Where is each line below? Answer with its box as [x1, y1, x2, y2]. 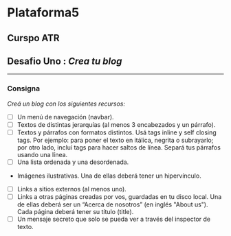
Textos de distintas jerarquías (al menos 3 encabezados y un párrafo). [16, 120, 216, 128]
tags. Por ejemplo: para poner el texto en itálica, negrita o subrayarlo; [16, 136, 214, 144]
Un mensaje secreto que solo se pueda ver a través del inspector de [16, 215, 211, 224]
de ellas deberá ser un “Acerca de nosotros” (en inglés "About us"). [16, 200, 208, 209]
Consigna [7, 84, 40, 93]
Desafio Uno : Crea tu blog [7, 55, 122, 67]
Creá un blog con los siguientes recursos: [7, 99, 126, 108]
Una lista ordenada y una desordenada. [16, 158, 129, 166]
